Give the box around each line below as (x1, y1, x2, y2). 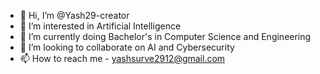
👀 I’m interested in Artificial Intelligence (19, 20, 182, 32)
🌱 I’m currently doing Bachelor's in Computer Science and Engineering (19, 31, 312, 42)
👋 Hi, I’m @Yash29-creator (19, 10, 130, 21)
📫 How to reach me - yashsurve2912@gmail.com (19, 53, 226, 64)
